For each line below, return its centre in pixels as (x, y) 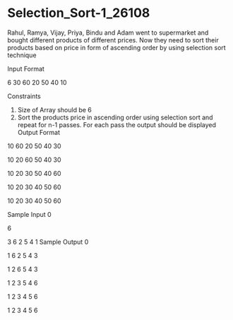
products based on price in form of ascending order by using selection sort (116, 47)
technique (22, 55)
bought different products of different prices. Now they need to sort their (113, 40)
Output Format (39, 132)
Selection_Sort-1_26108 (79, 13)
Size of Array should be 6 (54, 109)
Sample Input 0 (29, 214)
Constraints (24, 96)
